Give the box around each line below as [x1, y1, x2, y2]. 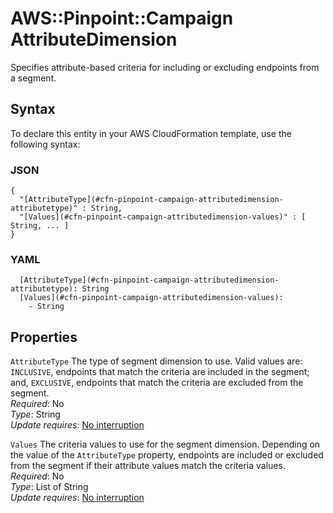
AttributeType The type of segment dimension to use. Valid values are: [10, 355, 303, 367]
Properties [10, 328, 78, 346]
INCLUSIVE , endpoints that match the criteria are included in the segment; [10, 366, 310, 378]
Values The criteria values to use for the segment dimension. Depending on [10, 438, 321, 451]
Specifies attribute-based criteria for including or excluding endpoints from [10, 61, 320, 73]
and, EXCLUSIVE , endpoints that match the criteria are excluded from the [10, 377, 304, 389]
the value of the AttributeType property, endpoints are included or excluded [10, 449, 324, 461]
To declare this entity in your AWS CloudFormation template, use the [10, 127, 292, 139]
